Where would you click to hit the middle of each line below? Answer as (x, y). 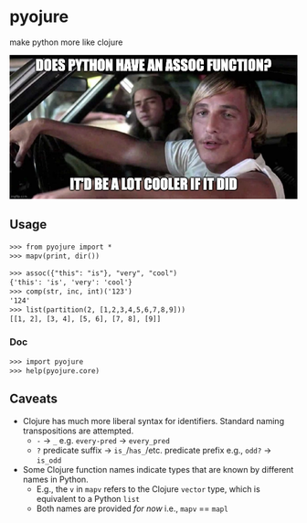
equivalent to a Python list (88, 498)
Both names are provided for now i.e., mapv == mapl (132, 508)
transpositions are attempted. (78, 431)
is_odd (49, 460)
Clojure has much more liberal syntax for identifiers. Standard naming (153, 421)
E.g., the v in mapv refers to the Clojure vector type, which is (148, 489)
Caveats (33, 399)
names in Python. (55, 479)
